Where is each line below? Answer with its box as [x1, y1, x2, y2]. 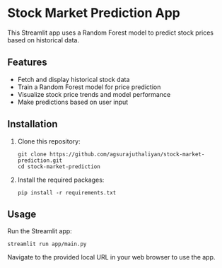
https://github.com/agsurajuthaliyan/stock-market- [49, 151, 205, 158]
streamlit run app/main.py [7, 240, 87, 248]
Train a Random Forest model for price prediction [17, 83, 161, 91]
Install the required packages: [17, 175, 105, 184]
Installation [7, 118, 58, 130]
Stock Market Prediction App [7, 5, 180, 21]
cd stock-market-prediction [17, 163, 100, 170]
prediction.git [17, 157, 63, 164]
